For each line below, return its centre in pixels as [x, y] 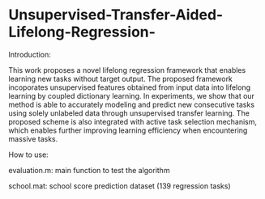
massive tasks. [33, 138]
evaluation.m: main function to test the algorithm [89, 170]
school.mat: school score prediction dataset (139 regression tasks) [120, 186]
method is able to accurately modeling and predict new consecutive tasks [132, 104]
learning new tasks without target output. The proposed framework [121, 78]
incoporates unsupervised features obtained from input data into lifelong [130, 87]
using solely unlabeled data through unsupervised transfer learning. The [129, 113]
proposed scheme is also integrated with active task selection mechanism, [133, 121]
